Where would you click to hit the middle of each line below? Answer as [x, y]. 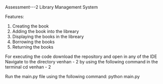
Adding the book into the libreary [46, 31]
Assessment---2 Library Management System [52, 7]
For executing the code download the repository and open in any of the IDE [81, 56]
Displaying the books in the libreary [48, 37]
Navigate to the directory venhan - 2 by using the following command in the [81, 62]
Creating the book [30, 26]
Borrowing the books [33, 42]
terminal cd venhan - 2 [28, 67]
